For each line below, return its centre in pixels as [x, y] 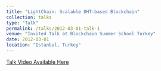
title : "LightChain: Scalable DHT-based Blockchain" [73, 12]
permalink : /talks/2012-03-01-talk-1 [53, 28]
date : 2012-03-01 [28, 39]
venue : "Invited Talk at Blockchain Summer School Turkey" [81, 34]
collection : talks [29, 17]
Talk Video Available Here [38, 62]
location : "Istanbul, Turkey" [44, 45]
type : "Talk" [22, 23]
